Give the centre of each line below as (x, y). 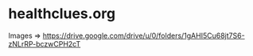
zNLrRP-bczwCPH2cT (45, 43)
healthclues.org (62, 14)
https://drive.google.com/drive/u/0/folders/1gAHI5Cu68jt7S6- (144, 35)
